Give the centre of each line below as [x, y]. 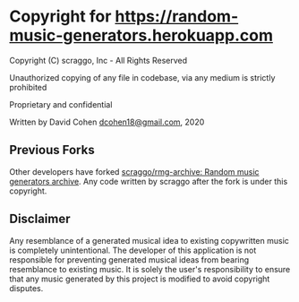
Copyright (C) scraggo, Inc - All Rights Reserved [98, 60]
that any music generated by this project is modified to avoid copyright [140, 279]
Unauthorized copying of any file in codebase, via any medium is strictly [142, 77]
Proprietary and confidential [61, 104]
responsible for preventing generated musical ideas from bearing [129, 259]
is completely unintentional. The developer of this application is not [133, 250]
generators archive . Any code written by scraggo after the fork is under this [149, 181]
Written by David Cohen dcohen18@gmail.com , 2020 [107, 122]
